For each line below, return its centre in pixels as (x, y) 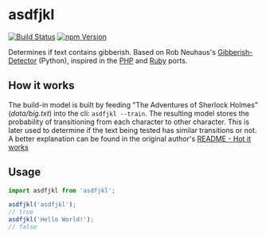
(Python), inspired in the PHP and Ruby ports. (113, 60)
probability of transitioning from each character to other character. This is (129, 122)
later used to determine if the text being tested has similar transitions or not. (133, 130)
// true (21, 213)
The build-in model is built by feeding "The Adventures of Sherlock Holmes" (133, 104)
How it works (41, 86)
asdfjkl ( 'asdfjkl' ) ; (43, 205)
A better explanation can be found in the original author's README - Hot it (130, 139)
